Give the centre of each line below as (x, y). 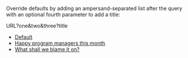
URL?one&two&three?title (37, 26)
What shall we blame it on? (47, 49)
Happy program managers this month (60, 43)
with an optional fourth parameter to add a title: (63, 14)
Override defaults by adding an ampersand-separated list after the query (94, 8)
